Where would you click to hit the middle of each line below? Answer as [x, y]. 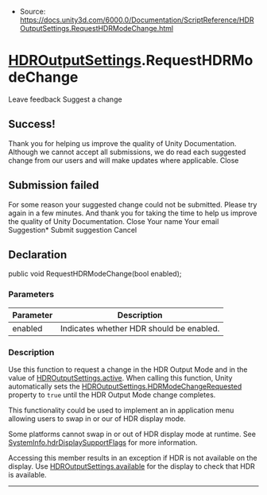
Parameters [31, 295]
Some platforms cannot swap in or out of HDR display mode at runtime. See [132, 434]
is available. [27, 474]
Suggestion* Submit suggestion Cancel [73, 230]
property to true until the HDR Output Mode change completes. [112, 394]
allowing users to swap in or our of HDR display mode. [97, 418]
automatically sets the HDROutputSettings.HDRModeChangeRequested [125, 386]
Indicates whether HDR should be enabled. [140, 328]
